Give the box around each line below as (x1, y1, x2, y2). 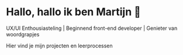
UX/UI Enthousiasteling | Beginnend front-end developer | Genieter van (6, 25, 178, 32)
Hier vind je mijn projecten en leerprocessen (6, 42, 113, 49)
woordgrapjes (6, 30, 40, 37)
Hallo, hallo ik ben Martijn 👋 (6, 5, 141, 19)
